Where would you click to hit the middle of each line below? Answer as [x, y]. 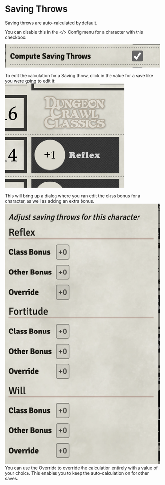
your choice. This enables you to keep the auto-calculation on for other [77, 473]
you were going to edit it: [30, 81]
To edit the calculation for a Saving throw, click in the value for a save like [79, 75]
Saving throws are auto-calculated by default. [51, 23]
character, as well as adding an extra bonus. [50, 201]
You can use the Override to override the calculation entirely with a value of [82, 468]
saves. [12, 478]
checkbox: [16, 37]
